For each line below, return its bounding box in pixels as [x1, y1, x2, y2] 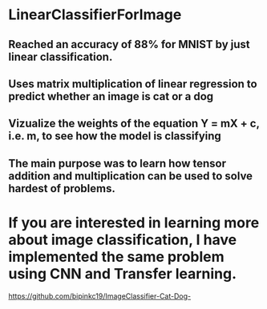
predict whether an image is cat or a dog [8, 90, 214, 103]
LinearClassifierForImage [8, 6, 182, 24]
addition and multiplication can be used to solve [8, 169, 253, 183]
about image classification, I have [8, 231, 237, 249]
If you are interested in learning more [8, 214, 260, 231]
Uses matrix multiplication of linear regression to [8, 77, 258, 90]
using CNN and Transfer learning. [8, 264, 237, 283]
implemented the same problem [8, 247, 225, 266]
